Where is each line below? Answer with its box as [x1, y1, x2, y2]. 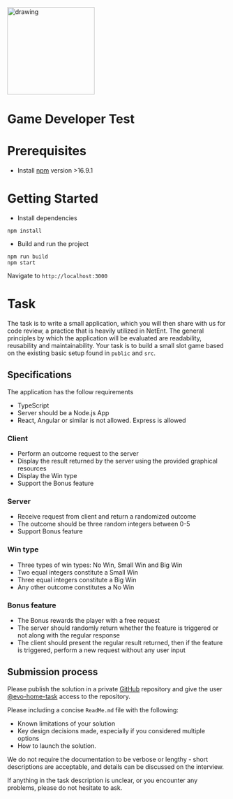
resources [17, 464, 47, 473]
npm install [7, 227, 42, 235]
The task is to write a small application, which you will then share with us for [7, 319, 226, 327]
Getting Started [7, 191, 99, 207]
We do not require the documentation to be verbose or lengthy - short [7, 755, 208, 763]
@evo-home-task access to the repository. [7, 692, 130, 700]
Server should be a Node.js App [17, 408, 110, 417]
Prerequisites [7, 143, 87, 159]
